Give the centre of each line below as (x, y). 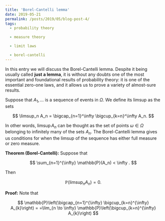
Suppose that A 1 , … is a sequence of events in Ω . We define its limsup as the (83, 100)
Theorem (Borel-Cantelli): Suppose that (46, 153)
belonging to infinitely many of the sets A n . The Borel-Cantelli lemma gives (81, 133)
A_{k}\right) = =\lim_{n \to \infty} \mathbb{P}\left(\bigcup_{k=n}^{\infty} (83, 208)
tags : (11, 24)
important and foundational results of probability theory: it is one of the (78, 79)
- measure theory (27, 37)
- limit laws (23, 46)
